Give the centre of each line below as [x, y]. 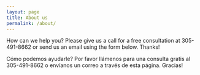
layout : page [23, 12]
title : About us [27, 18]
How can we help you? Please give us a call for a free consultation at [94, 41]
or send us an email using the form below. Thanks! [96, 47]
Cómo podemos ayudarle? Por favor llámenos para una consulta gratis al [98, 59]
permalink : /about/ [31, 23]
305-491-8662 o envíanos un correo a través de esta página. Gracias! [95, 65]
